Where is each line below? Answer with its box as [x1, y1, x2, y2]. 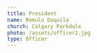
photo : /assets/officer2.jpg [7, 29, 91, 36]
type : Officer [7, 36, 48, 43]
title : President [7, 10, 57, 17]
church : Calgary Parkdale [7, 23, 81, 30]
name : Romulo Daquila [7, 17, 69, 23]
